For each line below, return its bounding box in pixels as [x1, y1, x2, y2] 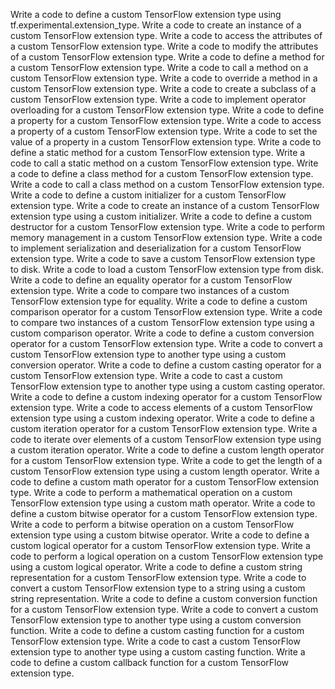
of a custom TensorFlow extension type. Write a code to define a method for [10, 51, 325, 63]
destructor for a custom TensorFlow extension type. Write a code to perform [10, 221, 325, 233]
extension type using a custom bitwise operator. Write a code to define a [10, 529, 310, 541]
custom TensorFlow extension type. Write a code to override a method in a [10, 72, 318, 84]
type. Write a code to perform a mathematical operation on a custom [10, 487, 293, 498]
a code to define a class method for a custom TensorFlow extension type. [10, 168, 314, 179]
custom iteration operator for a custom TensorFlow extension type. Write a [10, 423, 318, 434]
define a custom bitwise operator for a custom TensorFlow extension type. [10, 508, 318, 519]
